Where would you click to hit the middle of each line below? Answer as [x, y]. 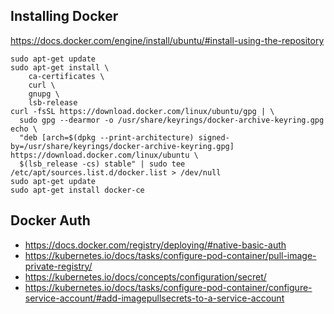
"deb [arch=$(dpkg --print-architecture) [107, 137]
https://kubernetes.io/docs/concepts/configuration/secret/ [145, 276]
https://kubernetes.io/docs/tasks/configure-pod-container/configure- [168, 287]
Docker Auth [50, 220]
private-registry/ [58, 266]
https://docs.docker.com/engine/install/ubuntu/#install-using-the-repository [167, 40]
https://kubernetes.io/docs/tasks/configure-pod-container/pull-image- [170, 255]
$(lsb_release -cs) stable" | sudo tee [102, 164]
